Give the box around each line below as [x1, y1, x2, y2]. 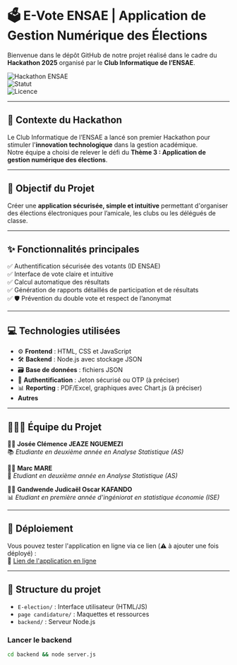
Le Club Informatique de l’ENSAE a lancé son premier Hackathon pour [7, 133, 210, 141]
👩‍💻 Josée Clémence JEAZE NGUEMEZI [7, 440, 123, 448]
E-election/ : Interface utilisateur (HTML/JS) [17, 602, 148, 611]
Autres [17, 394, 39, 402]
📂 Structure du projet [7, 584, 101, 596]
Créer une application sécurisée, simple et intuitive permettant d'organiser [7, 201, 229, 210]
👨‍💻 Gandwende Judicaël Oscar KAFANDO [7, 485, 133, 493]
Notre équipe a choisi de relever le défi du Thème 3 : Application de [7, 148, 207, 156]
